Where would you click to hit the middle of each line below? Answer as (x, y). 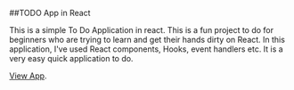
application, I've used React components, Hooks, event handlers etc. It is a (146, 49)
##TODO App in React (50, 13)
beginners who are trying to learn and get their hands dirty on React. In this (147, 40)
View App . (28, 76)
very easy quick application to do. (71, 58)
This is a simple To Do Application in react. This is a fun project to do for (142, 30)
